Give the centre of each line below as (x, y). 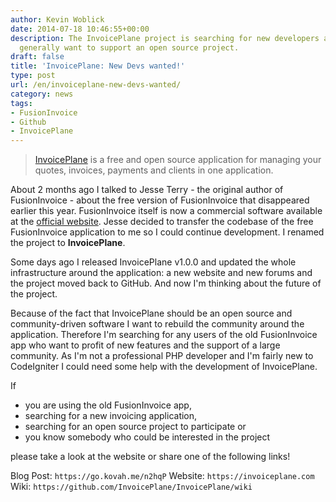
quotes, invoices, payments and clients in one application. (154, 170)
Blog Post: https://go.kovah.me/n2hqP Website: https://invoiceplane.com (162, 476)
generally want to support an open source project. (129, 47)
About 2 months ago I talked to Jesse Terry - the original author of (147, 190)
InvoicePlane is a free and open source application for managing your (178, 160)
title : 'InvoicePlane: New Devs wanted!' (98, 66)
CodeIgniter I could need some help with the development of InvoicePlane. (164, 367)
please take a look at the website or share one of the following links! (150, 457)
